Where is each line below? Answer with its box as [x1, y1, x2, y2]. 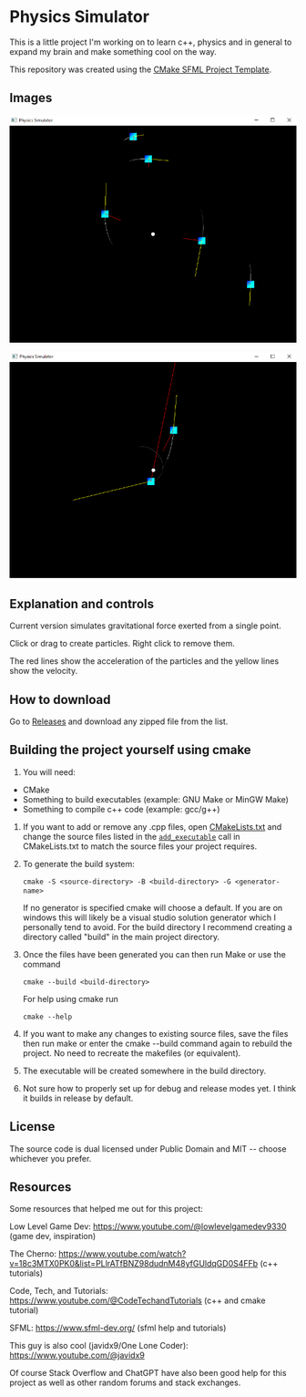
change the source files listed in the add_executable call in [22, 831, 240, 842]
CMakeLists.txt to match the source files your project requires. [22, 841, 258, 852]
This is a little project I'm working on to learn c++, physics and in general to [9, 36, 292, 47]
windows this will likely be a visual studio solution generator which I [22, 912, 276, 923]
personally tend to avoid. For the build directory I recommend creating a [22, 921, 293, 932]
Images [9, 90, 53, 106]
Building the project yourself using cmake [9, 742, 252, 758]
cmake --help [22, 1012, 73, 1021]
